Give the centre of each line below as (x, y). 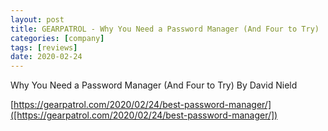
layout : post (37, 19)
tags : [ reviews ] (44, 47)
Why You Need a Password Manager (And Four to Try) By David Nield (154, 85)
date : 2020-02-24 (46, 57)
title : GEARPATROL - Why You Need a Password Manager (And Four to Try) (165, 29)
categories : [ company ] (57, 38)
